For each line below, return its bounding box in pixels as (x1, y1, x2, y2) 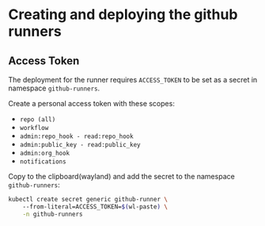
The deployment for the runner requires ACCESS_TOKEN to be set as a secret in (8, 75, 258, 84)
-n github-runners (22, 210, 83, 218)
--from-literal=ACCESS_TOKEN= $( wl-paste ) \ (22, 202, 168, 211)
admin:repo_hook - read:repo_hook (19, 132, 134, 140)
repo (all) (19, 116, 56, 124)
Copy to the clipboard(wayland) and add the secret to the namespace (8, 172, 235, 181)
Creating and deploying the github (8, 6, 238, 24)
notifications (19, 158, 66, 166)
